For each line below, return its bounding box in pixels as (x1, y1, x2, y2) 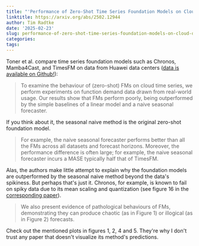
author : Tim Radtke (6, 20, 54, 25)
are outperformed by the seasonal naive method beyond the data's (6, 173, 170, 180)
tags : (6, 42, 20, 48)
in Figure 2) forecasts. (20, 215, 75, 222)
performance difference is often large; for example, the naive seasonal (20, 148, 193, 156)
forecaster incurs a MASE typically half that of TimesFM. (20, 155, 159, 162)
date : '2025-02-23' (6, 25, 54, 31)
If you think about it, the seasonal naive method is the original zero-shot (6, 118, 182, 125)
